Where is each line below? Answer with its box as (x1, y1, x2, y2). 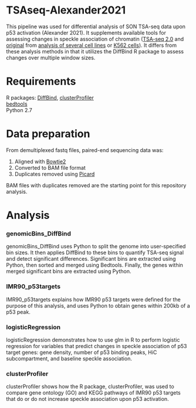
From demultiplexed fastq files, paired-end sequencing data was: (6, 146, 164, 153)
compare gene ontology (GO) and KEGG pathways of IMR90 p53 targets (6, 389, 181, 396)
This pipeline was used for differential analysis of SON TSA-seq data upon (6, 23, 186, 30)
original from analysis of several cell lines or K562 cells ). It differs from (6, 42, 177, 49)
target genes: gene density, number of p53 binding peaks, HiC (6, 349, 157, 356)
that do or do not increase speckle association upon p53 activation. (6, 396, 169, 403)
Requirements (6, 75, 76, 88)
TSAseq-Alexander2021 (6, 4, 126, 17)
